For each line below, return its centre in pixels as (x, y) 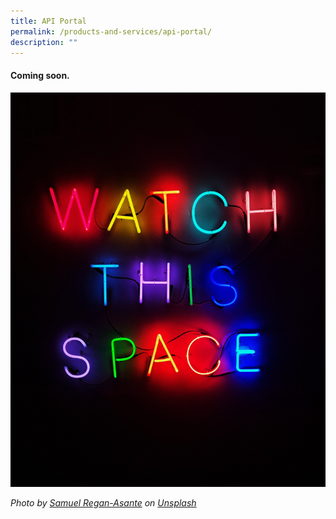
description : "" (44, 42)
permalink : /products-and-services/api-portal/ (111, 31)
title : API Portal (48, 21)
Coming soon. (40, 75)
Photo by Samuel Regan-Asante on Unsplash (103, 502)
